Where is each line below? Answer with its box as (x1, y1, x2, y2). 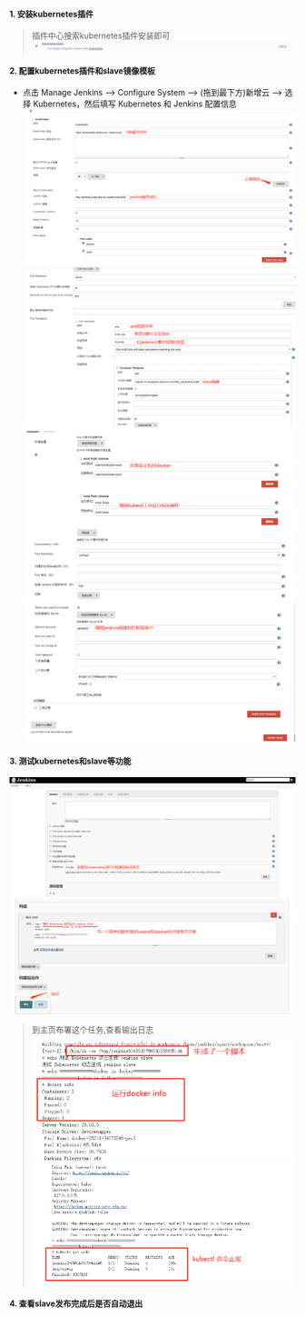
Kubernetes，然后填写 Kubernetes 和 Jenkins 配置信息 (33, 98, 238, 109)
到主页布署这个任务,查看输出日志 (31, 1023, 154, 1035)
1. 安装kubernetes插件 (9, 8, 93, 19)
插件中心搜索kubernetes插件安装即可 (31, 30, 171, 41)
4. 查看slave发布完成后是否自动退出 (9, 1298, 143, 1309)
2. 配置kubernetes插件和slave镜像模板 (9, 65, 156, 76)
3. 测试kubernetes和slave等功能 (9, 755, 132, 767)
